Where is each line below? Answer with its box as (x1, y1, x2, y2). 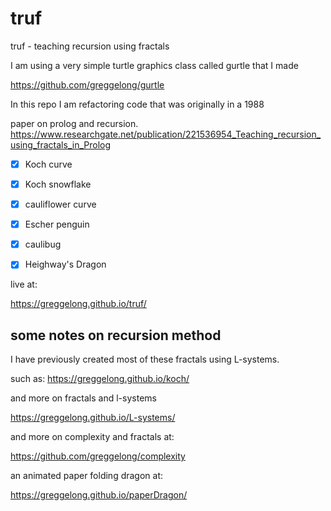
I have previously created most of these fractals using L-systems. (10, 353, 280, 366)
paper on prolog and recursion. (10, 117, 139, 129)
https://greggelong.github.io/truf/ (10, 298, 147, 310)
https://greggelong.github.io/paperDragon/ (10, 489, 188, 501)
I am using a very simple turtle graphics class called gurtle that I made (10, 59, 299, 71)
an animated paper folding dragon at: (10, 470, 164, 482)
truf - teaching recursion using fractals (10, 40, 170, 52)
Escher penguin (24, 218, 90, 231)
